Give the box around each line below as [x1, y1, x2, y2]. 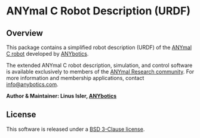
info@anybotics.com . [6, 81, 59, 88]
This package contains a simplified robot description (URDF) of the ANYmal [6, 44, 192, 51]
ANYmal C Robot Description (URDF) [6, 4, 191, 18]
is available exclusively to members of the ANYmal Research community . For [6, 68, 195, 75]
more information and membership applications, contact [6, 75, 144, 81]
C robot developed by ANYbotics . [6, 50, 89, 57]
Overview [6, 28, 44, 38]
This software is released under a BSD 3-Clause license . [6, 125, 145, 133]
